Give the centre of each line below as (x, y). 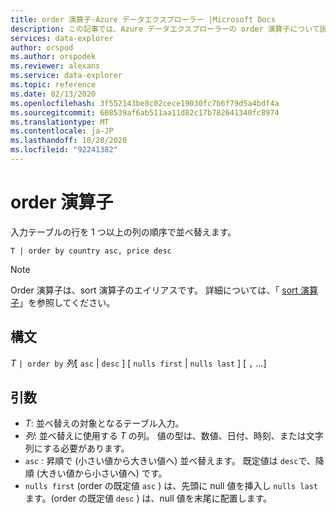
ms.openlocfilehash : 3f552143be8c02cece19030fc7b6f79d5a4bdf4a (145, 103)
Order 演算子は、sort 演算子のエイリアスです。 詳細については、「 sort (154, 290)
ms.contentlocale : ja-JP (62, 131)
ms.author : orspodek (53, 57)
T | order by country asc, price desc (91, 251)
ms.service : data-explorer (66, 76)
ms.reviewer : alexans (55, 66)
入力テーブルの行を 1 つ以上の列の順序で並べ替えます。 (123, 232)
